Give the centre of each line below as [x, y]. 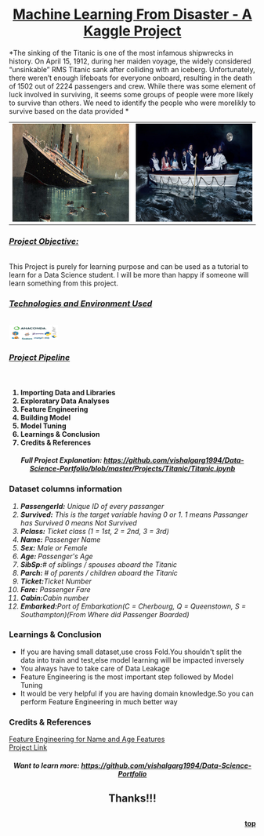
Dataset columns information [65, 489]
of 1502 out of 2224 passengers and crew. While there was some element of [132, 86]
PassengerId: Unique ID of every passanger [92, 506]
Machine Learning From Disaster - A [132, 15]
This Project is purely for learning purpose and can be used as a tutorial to [129, 267]
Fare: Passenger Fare [55, 589]
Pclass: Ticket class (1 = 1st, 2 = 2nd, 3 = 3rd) [94, 531]
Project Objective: [44, 242]
